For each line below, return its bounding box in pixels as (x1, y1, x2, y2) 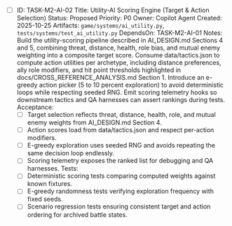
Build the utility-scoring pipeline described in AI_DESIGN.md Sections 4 (16, 36, 224, 45)
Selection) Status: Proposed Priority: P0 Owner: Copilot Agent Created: (16, 14, 222, 22)
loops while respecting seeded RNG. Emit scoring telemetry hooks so (16, 88, 217, 97)
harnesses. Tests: (27, 164, 79, 173)
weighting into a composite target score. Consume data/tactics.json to (16, 51, 220, 59)
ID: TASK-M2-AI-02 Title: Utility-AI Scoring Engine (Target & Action (16, 6, 210, 14)
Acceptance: (16, 103, 54, 111)
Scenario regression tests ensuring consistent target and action (27, 202, 211, 211)
